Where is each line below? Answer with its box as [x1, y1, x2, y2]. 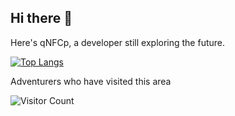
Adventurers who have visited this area [10, 75, 172, 87]
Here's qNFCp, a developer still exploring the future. [10, 36, 226, 48]
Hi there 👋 [10, 10, 73, 27]
